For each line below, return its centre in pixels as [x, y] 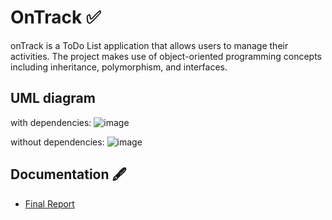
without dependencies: [57, 142]
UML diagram [53, 98]
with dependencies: [51, 122]
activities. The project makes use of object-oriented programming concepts [166, 56]
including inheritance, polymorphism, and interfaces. [119, 67]
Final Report [49, 203]
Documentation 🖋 [68, 174]
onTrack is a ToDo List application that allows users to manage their [149, 45]
